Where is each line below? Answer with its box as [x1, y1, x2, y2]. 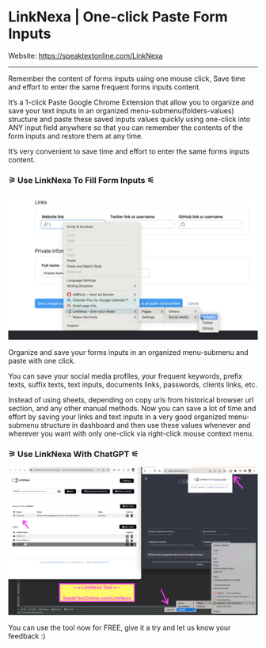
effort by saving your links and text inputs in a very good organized [8, 412, 227, 421]
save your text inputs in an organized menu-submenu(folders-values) [8, 105, 235, 115]
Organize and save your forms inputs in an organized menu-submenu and [8, 348, 249, 357]
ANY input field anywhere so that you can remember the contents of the [8, 123, 244, 132]
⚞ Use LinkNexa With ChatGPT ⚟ [8, 448, 139, 459]
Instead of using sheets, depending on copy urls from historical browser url [8, 395, 254, 405]
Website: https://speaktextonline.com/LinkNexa [8, 51, 163, 60]
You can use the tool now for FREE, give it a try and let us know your [8, 623, 231, 633]
